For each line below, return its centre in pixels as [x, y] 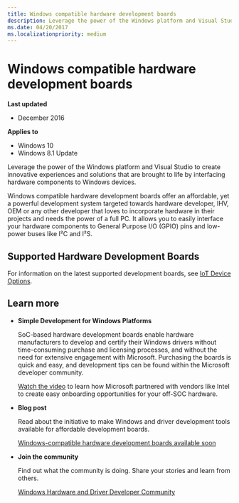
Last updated [27, 104]
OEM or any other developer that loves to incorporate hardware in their [111, 211]
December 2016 [41, 118]
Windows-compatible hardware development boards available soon [117, 442]
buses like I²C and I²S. [60, 234]
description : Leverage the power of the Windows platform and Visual [113, 21]
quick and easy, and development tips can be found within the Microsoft [123, 365]
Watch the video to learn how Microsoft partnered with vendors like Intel [123, 386]
